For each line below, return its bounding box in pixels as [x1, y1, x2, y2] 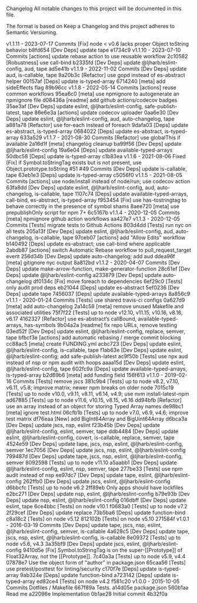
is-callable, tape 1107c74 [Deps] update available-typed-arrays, [34, 191, 188, 197]
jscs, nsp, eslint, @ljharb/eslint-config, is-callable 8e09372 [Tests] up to [6, 534, 181, 541]
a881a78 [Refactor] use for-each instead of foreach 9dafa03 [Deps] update [6, 122, 189, 128]
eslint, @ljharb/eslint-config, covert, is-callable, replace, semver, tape [6, 434, 175, 441]
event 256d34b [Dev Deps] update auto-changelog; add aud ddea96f [6, 253, 175, 259]
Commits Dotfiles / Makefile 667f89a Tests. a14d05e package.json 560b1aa [6, 584, 189, 591]
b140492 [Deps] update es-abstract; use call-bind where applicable [6, 241, 171, 247]
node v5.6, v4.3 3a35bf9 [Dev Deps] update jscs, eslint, [6, 541, 141, 547]
